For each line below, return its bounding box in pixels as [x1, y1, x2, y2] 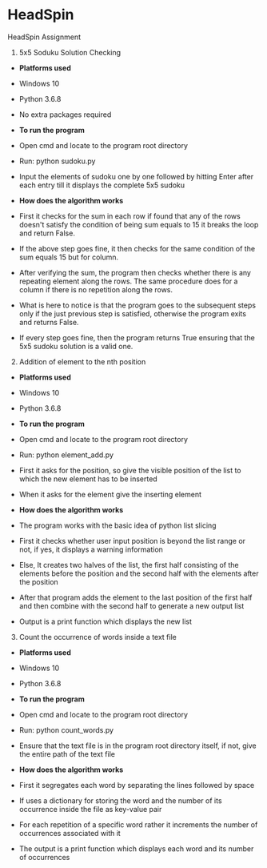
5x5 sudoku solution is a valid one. [18, 341, 133, 351]
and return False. [18, 228, 75, 238]
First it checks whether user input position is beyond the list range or [18, 536, 245, 545]
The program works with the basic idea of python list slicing [18, 520, 217, 530]
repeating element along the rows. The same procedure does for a [18, 276, 238, 286]
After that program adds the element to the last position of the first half [18, 593, 253, 602]
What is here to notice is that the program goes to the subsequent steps [18, 300, 257, 310]
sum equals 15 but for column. [18, 252, 119, 262]
